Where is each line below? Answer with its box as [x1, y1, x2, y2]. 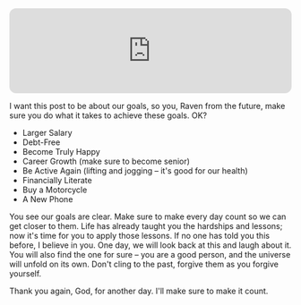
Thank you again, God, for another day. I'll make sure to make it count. [9, 285, 269, 296]
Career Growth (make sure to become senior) [21, 156, 191, 166]
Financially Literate [21, 175, 92, 185]
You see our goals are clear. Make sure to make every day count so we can [9, 211, 287, 222]
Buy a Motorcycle [21, 184, 88, 195]
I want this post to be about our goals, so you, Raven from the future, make [9, 101, 286, 111]
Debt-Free [21, 137, 61, 148]
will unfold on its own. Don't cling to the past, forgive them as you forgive [9, 258, 279, 269]
